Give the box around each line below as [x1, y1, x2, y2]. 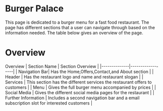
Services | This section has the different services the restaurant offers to [5, 79, 152, 85]
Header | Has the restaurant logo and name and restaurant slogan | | [5, 74, 143, 79]
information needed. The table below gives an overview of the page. [5, 30, 143, 36]
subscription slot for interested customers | [5, 100, 92, 106]
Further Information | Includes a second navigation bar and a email [5, 95, 140, 101]
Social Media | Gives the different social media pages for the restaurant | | [5, 89, 155, 95]
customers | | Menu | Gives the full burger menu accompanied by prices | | [5, 84, 156, 90]
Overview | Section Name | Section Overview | [5, 63, 99, 69]
